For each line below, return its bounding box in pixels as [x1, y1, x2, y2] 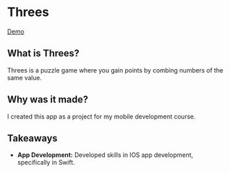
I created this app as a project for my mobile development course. [7, 112, 196, 121]
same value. [7, 73, 42, 82]
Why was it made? [7, 93, 89, 105]
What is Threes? [7, 47, 80, 59]
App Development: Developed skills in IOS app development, [17, 151, 193, 159]
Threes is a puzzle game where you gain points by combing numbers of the [7, 66, 224, 74]
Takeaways [7, 132, 58, 144]
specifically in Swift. [17, 158, 75, 167]
